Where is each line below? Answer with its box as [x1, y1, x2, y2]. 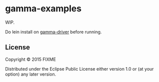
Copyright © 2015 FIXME [5, 56, 56, 62]
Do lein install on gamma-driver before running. [5, 29, 102, 35]
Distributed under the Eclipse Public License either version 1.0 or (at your [5, 66, 154, 72]
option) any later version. [5, 71, 56, 77]
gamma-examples [5, 3, 82, 14]
